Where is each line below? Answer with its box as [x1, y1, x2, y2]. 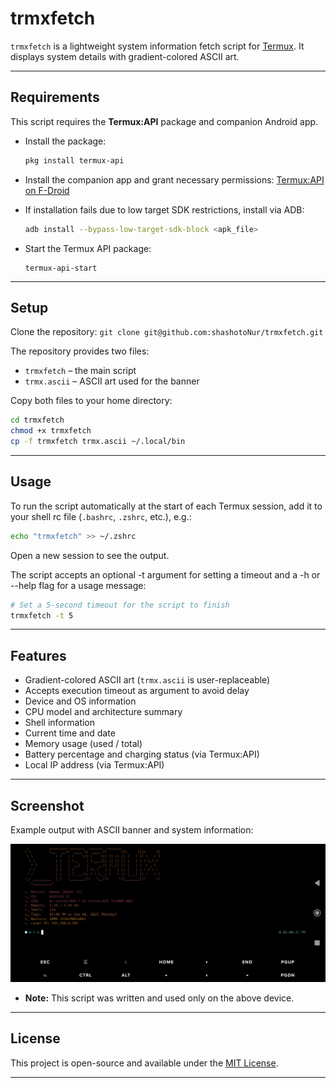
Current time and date [24, 727, 116, 739]
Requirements [10, 89, 100, 106]
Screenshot [10, 797, 85, 814]
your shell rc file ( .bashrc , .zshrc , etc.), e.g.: [10, 510, 192, 522]
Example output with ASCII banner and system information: [10, 824, 254, 836]
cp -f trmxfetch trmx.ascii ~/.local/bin [10, 437, 186, 447]
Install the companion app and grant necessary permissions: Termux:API [24, 173, 325, 186]
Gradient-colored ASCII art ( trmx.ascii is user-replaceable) [24, 674, 271, 686]
